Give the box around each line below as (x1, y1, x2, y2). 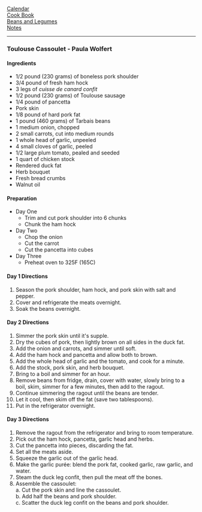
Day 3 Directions (7, 416, 49, 423)
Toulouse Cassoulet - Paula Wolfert (7, 44, 113, 53)
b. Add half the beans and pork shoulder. (15, 492, 117, 499)
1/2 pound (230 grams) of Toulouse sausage (15, 92, 125, 99)
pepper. (15, 292, 35, 299)
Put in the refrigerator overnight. (15, 402, 95, 409)
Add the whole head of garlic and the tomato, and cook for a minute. (15, 358, 185, 365)
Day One (15, 208, 38, 215)
